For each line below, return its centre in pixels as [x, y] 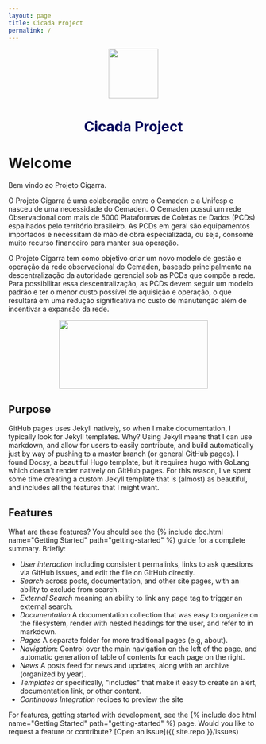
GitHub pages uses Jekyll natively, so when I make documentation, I [120, 428]
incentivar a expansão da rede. [59, 309]
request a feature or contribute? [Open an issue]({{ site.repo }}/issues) [124, 732]
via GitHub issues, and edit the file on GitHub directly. [107, 573]
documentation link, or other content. [80, 691]
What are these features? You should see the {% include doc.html [116, 532]
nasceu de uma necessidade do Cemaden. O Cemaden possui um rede [125, 208]
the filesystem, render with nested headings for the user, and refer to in [136, 623]
